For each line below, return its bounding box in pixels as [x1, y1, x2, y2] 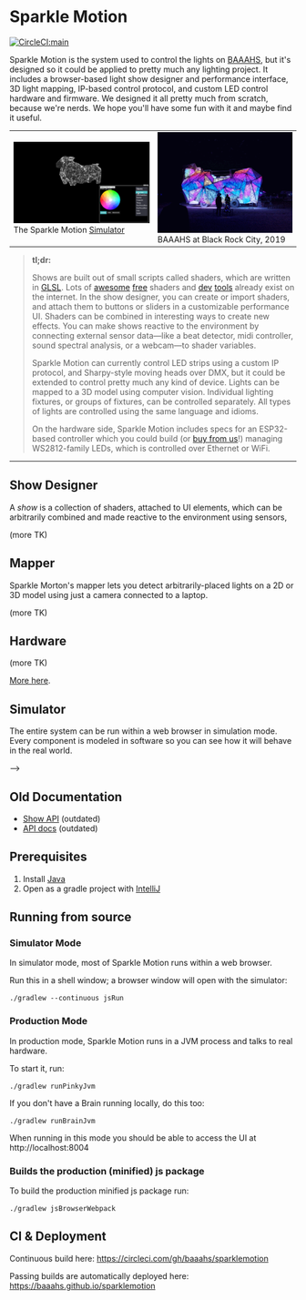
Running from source [9, 909, 132, 925]
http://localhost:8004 [9, 1142, 89, 1153]
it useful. [9, 112, 43, 123]
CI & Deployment [9, 1229, 107, 1244]
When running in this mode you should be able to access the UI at [9, 1132, 257, 1143]
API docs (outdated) [22, 822, 98, 834]
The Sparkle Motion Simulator [13, 225, 125, 236]
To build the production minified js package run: [9, 1185, 189, 1196]
